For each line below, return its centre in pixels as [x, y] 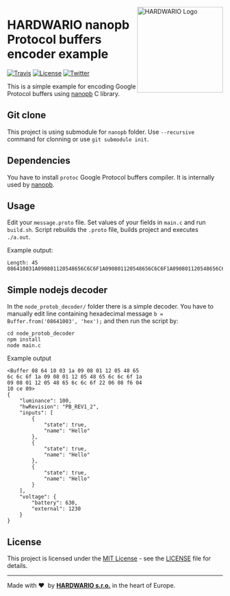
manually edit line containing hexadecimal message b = [85, 314]
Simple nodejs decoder [57, 290]
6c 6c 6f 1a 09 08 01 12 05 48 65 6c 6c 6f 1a [75, 377]
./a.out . [19, 237]
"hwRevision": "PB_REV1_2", [59, 407]
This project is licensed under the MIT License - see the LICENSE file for [109, 558]
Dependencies [39, 161]
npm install [24, 339]
